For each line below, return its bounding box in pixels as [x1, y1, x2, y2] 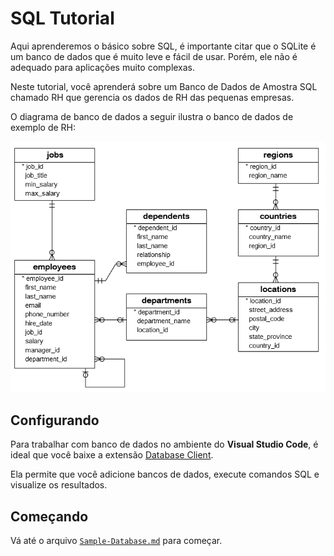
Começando [10, 508, 89, 525]
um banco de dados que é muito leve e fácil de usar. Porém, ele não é [10, 50, 298, 62]
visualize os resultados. [10, 479, 108, 491]
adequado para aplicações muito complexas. [10, 61, 196, 73]
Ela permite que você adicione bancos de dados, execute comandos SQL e [10, 468, 320, 481]
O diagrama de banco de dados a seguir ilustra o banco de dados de [10, 110, 294, 122]
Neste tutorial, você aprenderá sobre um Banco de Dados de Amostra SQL [10, 80, 318, 92]
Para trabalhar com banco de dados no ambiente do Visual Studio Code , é [10, 438, 319, 451]
